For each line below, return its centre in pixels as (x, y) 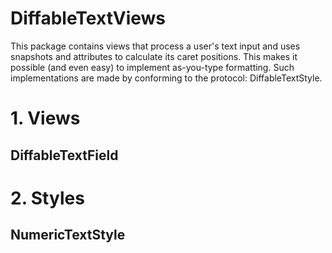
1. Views (45, 118)
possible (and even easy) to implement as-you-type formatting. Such (152, 67)
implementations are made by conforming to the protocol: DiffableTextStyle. (166, 78)
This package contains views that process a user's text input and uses (155, 46)
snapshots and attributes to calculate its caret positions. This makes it (154, 56)
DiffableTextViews (88, 18)
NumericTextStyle (68, 235)
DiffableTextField (64, 155)
